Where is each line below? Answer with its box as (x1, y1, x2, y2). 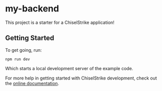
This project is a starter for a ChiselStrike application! (5, 19, 115, 25)
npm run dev (5, 57, 30, 62)
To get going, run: (5, 47, 42, 53)
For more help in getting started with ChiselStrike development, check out (5, 75, 157, 81)
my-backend (5, 3, 59, 14)
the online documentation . (5, 80, 59, 86)
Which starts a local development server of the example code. (5, 65, 133, 71)
